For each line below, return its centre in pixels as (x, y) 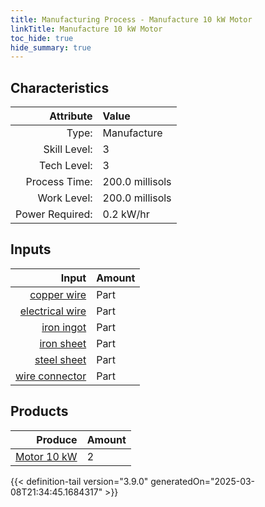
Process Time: (59, 182)
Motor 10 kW (46, 456)
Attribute (71, 116)
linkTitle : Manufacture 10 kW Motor (86, 29)
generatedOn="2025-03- (203, 481)
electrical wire (53, 311)
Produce (57, 439)
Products (39, 411)
